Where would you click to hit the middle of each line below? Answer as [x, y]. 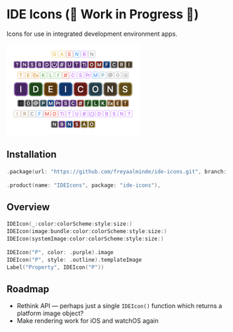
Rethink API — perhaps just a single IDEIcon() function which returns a [119, 306]
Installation [32, 155]
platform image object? [50, 313]
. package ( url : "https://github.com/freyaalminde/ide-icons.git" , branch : [117, 171]
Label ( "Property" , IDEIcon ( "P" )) [55, 267]
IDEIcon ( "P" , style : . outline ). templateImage [74, 260]
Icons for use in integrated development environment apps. [92, 34]
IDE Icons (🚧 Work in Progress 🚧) [103, 14]
